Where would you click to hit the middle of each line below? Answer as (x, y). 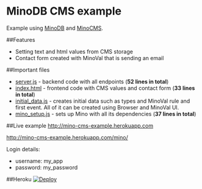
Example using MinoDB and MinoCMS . (55, 28)
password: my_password (46, 167)
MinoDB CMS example (64, 11)
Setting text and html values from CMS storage (74, 51)
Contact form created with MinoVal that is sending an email (89, 58)
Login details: (23, 149)
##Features (21, 40)
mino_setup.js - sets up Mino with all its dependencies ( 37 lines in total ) (106, 114)
